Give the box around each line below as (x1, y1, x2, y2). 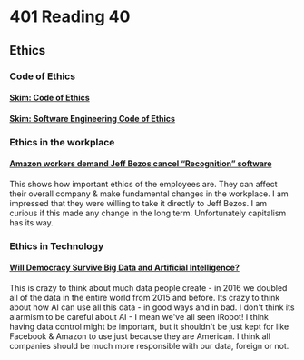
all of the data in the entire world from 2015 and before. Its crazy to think (9, 292, 280, 303)
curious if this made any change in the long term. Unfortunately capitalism (9, 207, 287, 218)
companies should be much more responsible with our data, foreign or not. (9, 340, 289, 351)
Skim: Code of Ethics (9, 93, 90, 104)
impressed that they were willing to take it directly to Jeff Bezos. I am (9, 197, 268, 208)
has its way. (9, 216, 54, 228)
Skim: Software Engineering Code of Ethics (9, 113, 175, 124)
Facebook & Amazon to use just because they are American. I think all (9, 330, 270, 342)
